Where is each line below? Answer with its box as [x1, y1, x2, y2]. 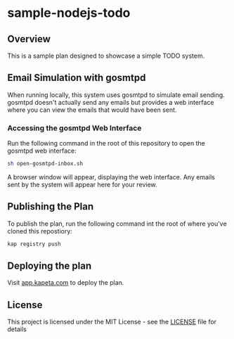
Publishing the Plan [7, 200, 94, 212]
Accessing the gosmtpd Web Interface [7, 123, 142, 133]
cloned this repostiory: [7, 226, 72, 235]
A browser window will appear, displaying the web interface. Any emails [7, 172, 216, 181]
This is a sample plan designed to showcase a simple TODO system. [7, 51, 205, 60]
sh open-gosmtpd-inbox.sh [7, 160, 83, 167]
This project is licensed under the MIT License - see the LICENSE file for [7, 318, 216, 326]
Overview [7, 33, 51, 45]
